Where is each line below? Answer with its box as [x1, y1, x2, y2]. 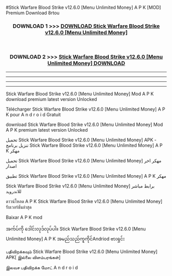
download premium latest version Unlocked [6, 96, 97, 102]
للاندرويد [6, 188, 22, 194]
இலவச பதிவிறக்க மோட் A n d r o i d [6, 264, 78, 270]
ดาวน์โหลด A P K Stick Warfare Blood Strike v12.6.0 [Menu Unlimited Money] [6, 198, 163, 204]
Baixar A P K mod [6, 214, 43, 220]
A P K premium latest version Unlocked [6, 126, 88, 133]
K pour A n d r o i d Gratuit [6, 111, 61, 117]
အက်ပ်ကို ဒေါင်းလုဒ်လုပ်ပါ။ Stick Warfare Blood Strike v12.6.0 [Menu [6, 225, 146, 232]
